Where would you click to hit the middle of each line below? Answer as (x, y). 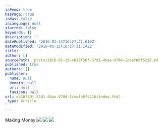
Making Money (20, 120)
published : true (22, 64)
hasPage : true (20, 14)
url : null (20, 87)
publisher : (16, 74)
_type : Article (21, 101)
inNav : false (19, 19)
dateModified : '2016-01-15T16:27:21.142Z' (50, 46)
